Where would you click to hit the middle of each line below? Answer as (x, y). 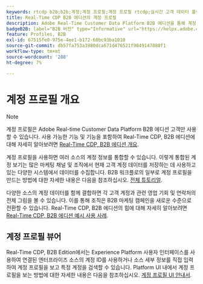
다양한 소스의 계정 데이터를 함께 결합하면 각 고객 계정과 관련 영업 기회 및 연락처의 (101, 193)
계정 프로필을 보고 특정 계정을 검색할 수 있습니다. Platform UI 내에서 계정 (103, 268)
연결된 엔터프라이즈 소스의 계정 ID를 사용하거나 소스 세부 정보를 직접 (102, 260)
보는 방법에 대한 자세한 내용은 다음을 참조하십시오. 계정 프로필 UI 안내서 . (107, 275)
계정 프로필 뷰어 (34, 236)
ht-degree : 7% (24, 62)
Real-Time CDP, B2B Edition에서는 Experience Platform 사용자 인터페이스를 (98, 253)
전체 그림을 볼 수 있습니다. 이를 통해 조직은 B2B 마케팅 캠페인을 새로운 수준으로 (99, 200)
